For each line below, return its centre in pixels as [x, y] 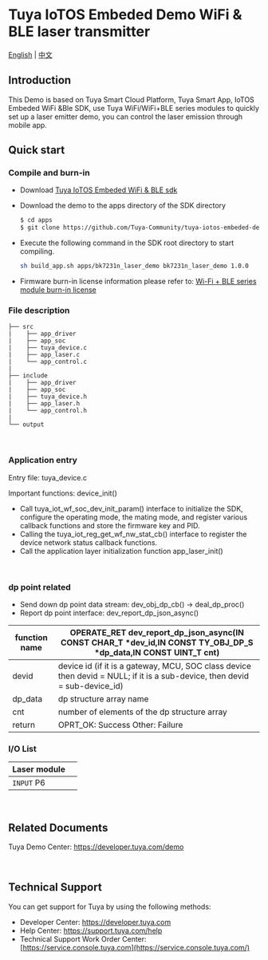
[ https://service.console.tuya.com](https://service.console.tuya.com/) [134, 947]
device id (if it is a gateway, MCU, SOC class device [154, 666]
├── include [28, 376]
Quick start [37, 150]
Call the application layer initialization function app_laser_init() [121, 551]
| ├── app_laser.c [44, 355]
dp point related [40, 587]
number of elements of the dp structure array [142, 712]
